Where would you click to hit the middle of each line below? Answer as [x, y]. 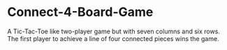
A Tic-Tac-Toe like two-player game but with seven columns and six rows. [113, 31]
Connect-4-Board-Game [80, 12]
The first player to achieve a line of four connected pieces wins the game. [113, 38]
